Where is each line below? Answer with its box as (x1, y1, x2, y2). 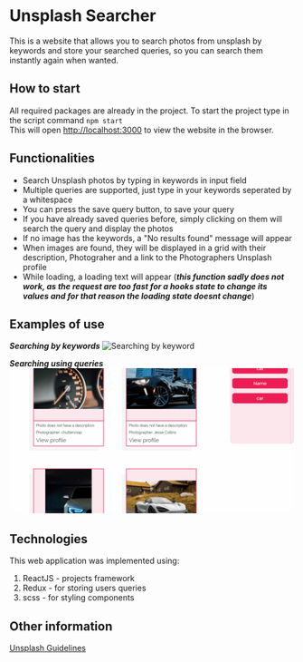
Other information (9, 618, 113, 634)
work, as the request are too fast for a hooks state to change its (22, 280, 268, 291)
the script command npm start (9, 114, 124, 125)
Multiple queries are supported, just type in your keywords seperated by (22, 184, 292, 195)
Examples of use (9, 316, 105, 332)
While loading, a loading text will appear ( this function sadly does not (22, 271, 285, 282)
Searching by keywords (9, 341, 101, 352)
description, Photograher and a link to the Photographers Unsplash (22, 251, 272, 263)
